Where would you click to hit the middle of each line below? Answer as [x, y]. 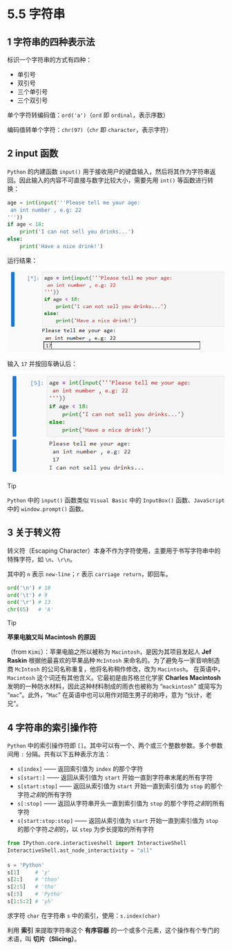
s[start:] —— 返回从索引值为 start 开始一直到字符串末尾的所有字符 [115, 777]
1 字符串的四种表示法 [51, 42]
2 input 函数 [33, 154]
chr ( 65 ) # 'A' [30, 610]
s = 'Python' [26, 865]
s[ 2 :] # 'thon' [33, 880]
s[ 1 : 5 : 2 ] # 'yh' [30, 902]
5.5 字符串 [36, 14]
